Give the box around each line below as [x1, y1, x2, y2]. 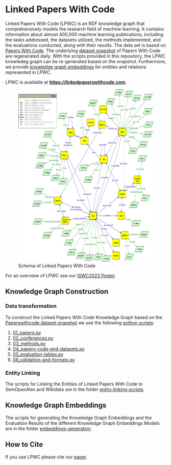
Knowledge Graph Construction [5, 287, 109, 296]
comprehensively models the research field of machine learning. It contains [5, 25, 164, 32]
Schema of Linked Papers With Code [18, 263, 96, 269]
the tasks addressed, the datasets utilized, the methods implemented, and [5, 37, 161, 43]
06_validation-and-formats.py [12, 356, 75, 363]
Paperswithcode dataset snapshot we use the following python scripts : [5, 320, 155, 326]
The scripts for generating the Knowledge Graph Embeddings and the [5, 415, 152, 421]
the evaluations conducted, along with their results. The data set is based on [5, 42, 166, 48]
